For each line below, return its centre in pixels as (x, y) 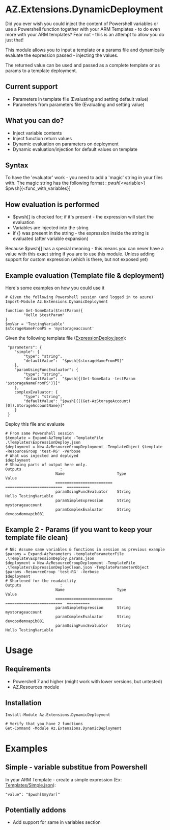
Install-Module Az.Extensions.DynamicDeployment (58, 715)
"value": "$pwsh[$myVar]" (33, 794)
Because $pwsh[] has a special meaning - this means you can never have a (84, 249)
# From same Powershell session (39, 433)
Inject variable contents (37, 133)
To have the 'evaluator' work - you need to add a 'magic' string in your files (84, 178)
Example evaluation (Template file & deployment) (85, 276)
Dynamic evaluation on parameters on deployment (65, 144)
